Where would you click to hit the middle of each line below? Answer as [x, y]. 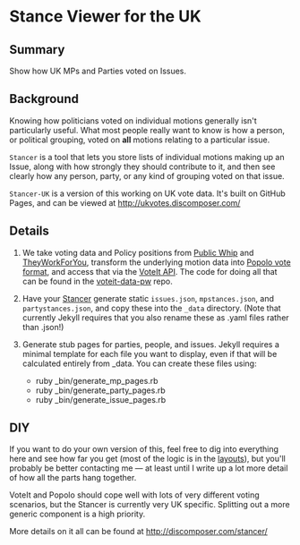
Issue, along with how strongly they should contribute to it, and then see [142, 166]
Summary [37, 50]
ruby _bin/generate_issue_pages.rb [101, 399]
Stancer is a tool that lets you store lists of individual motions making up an [147, 157]
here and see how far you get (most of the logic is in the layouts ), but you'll [148, 459]
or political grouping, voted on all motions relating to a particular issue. [140, 140]
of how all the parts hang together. [73, 478]
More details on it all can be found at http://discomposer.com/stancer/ [139, 532]
